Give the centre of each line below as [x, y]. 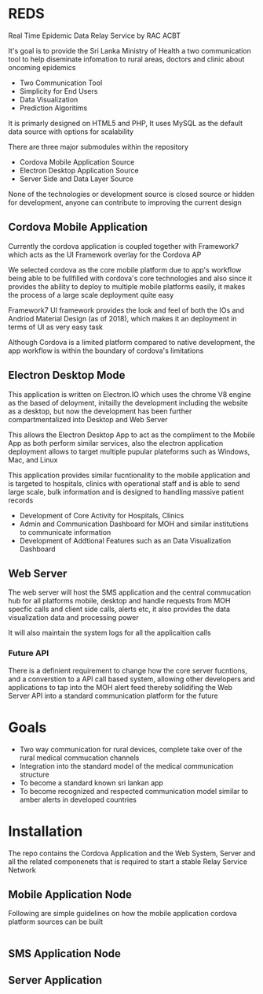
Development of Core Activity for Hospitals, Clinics [102, 515]
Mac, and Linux [33, 460]
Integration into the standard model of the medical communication [126, 766]
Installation [46, 831]
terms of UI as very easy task [56, 327]
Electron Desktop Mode [67, 375]
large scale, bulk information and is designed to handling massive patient [126, 491]
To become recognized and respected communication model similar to [134, 791]
